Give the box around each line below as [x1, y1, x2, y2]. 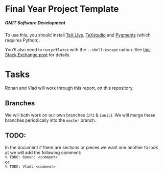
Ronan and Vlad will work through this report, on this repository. [5, 85, 134, 91]
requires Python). [5, 38, 40, 43]
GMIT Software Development [5, 19, 66, 25]
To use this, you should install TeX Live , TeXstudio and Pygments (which [5, 32, 151, 38]
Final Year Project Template [5, 3, 119, 15]
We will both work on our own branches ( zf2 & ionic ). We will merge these [5, 112, 156, 118]
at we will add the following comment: [5, 150, 82, 155]
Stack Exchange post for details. [5, 52, 70, 58]
